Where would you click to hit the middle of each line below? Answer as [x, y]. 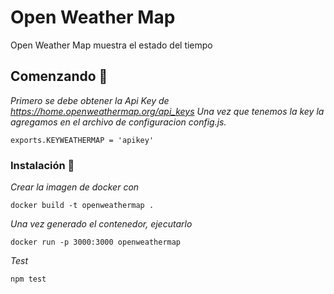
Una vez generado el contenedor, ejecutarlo [101, 224]
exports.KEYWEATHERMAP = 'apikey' [82, 140]
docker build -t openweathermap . [82, 206]
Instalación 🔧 [42, 165]
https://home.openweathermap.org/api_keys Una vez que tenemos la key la [167, 111]
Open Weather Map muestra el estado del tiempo [111, 45]
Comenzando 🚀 [59, 76]
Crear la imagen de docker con [75, 187]
